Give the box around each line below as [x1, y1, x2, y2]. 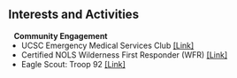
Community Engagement [13, 30, 108, 41]
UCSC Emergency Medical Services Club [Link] [20, 40, 195, 51]
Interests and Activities [8, 7, 139, 22]
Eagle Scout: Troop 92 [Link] [20, 58, 126, 69]
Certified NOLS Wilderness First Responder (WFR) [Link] [20, 49, 228, 60]
